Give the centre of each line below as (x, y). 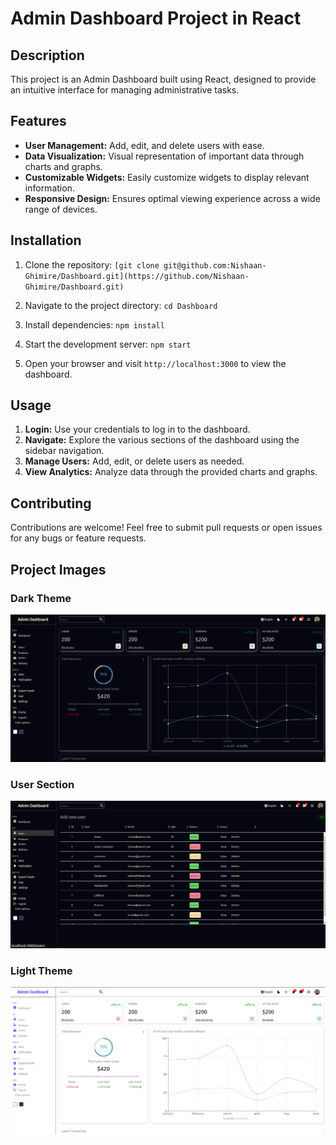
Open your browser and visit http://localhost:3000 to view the (155, 363)
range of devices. (61, 209)
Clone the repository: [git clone (92, 264)
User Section (42, 784)
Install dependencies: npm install (94, 324)
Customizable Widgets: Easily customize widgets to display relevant (167, 177)
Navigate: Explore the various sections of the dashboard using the (162, 440)
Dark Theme (41, 598)
